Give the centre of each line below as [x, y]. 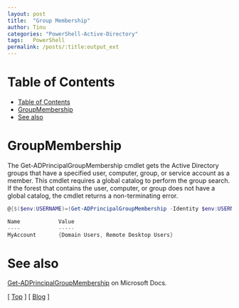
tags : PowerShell [36, 41]
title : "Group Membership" [49, 21]
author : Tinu [27, 27]
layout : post [27, 14]
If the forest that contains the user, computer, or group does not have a [111, 188]
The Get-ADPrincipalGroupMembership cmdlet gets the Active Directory [113, 165]
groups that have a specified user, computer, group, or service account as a [118, 173]
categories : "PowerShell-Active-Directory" [73, 34]
